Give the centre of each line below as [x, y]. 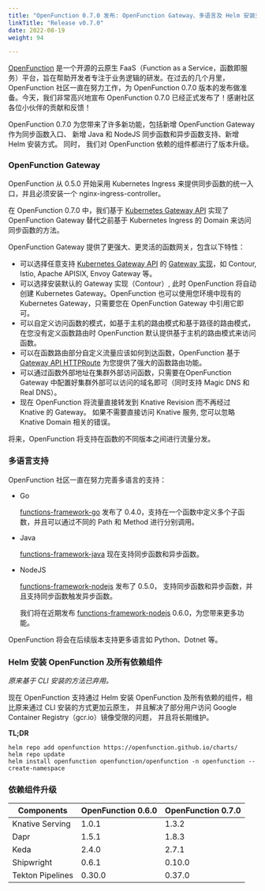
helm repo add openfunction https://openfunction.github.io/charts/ [123, 748]
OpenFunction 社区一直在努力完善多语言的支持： [88, 480]
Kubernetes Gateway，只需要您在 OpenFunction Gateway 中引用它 [128, 303]
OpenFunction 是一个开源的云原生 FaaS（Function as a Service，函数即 [125, 68]
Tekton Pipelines [43, 875]
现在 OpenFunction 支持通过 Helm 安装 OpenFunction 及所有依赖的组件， [127, 698]
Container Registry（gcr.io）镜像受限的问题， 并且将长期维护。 [111, 718]
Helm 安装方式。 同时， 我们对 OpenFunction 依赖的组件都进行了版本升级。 [131, 144]
